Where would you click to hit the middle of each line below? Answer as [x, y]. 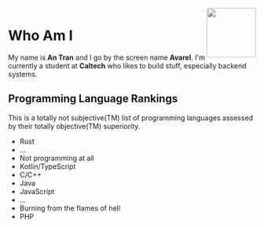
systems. [23, 74]
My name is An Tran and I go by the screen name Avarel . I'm [107, 57]
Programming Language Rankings [93, 99]
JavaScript [37, 191]
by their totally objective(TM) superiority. [74, 126]
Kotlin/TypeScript [48, 166]
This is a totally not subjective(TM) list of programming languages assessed [131, 118]
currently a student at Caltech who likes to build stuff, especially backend [127, 65]
